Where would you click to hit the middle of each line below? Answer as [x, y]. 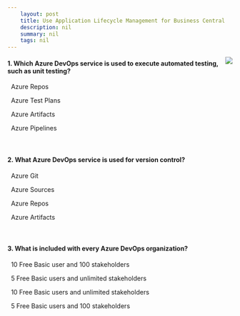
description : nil [46, 27]
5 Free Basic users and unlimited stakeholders [79, 278]
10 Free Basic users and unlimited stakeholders [80, 292]
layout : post [40, 14]
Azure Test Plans [35, 101]
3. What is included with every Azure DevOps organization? [97, 249]
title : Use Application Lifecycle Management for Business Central [122, 21]
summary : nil [40, 34]
